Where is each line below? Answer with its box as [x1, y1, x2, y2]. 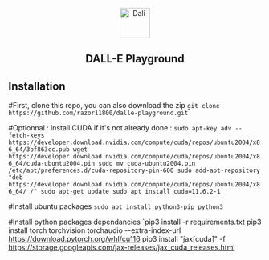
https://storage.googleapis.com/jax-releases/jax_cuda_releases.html [8, 242, 235, 252]
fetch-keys [8, 132, 45, 140]
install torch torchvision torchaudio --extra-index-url [8, 226, 181, 235]
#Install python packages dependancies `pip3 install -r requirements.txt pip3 [8, 217, 262, 227]
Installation [8, 79, 66, 93]
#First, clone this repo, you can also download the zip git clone [8, 101, 220, 110]
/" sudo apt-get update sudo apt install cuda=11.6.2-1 [29, 188, 221, 196]
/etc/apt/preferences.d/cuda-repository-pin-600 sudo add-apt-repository [8, 166, 261, 175]
